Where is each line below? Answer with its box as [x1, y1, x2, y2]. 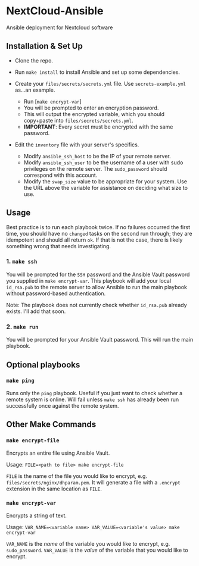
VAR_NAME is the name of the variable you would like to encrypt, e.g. [6, 540, 170, 547]
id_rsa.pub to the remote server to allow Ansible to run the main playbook [6, 283, 188, 290]
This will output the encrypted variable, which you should [23, 110, 165, 117]
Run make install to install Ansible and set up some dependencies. [14, 68, 181, 76]
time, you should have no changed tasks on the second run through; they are [6, 230, 192, 237]
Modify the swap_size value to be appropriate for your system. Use [23, 177, 188, 185]
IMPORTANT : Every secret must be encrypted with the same [23, 123, 173, 130]
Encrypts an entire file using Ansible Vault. [6, 449, 110, 456]
